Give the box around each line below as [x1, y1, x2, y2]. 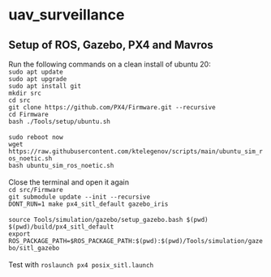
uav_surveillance [8, 6, 125, 24]
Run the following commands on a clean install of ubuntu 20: [8, 59, 211, 69]
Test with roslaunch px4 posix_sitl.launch [8, 260, 154, 269]
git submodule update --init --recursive [8, 193, 151, 201]
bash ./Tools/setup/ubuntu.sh [8, 117, 111, 126]
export [8, 230, 31, 238]
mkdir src [8, 89, 42, 97]
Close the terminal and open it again [8, 177, 130, 187]
